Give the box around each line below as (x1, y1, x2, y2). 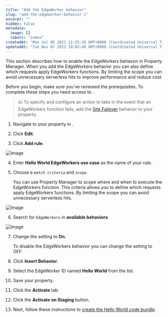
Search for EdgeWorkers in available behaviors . (12, 214, 109, 220)
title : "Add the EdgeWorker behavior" (5, 7, 86, 12)
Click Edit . (12, 131, 34, 137)
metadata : (5, 26, 26, 31)
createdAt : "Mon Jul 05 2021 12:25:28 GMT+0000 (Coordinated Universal (5, 40, 158, 45)
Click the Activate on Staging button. (12, 297, 90, 303)
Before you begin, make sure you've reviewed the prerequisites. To (5, 83, 144, 90)
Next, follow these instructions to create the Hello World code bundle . (12, 306, 157, 312)
